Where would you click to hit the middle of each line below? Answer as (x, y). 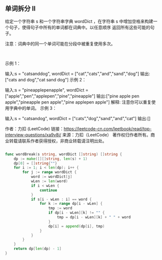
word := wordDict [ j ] (52, 177)
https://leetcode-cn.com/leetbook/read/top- (108, 129)
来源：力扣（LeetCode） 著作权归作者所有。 (106, 135)
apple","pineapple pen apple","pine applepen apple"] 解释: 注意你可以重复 (78, 102)
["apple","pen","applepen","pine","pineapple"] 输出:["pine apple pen (72, 96)
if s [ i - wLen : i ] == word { (61, 199)
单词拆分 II (20, 9)
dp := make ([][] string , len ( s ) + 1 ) (51, 159)
